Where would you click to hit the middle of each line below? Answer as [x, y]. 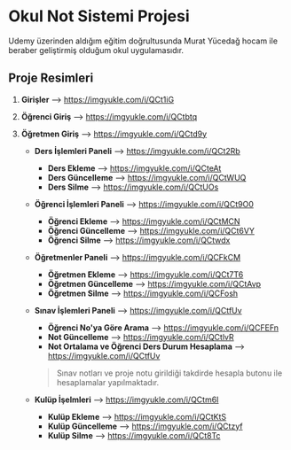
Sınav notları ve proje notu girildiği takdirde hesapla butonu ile [169, 373]
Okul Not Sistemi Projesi [99, 16]
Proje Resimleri [51, 78]
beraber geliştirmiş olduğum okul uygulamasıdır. [96, 50]
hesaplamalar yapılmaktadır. [108, 382]
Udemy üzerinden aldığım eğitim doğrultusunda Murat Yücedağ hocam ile [143, 41]
